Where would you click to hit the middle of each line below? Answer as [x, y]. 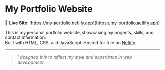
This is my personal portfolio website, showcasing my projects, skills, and [79, 32]
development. [31, 62]
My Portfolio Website [49, 9]
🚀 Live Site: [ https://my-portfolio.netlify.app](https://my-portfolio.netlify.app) [82, 23]
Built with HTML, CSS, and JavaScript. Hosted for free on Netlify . [71, 42]
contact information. [26, 37]
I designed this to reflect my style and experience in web [74, 57]
